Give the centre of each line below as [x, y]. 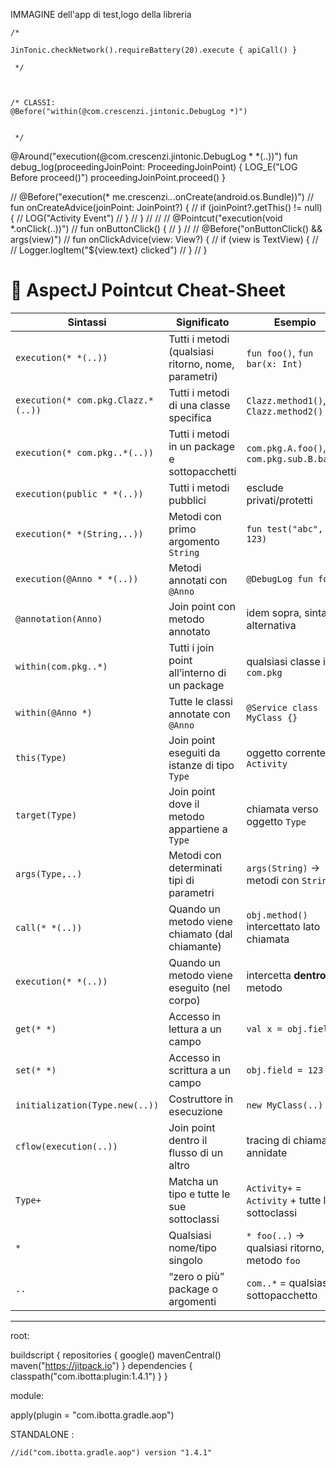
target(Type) [46, 815]
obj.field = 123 [285, 1070]
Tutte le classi [200, 701]
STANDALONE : [42, 1434]
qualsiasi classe [283, 661]
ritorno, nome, [201, 364]
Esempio [295, 322]
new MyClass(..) [285, 1105]
